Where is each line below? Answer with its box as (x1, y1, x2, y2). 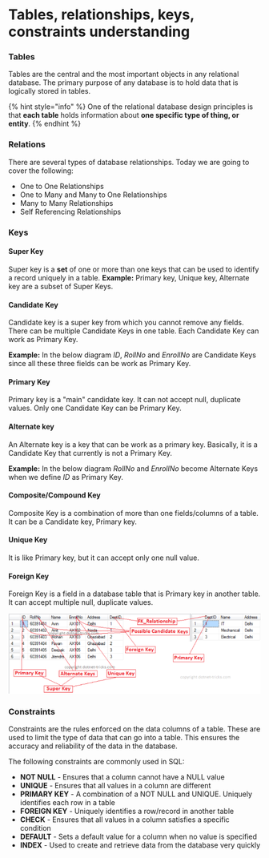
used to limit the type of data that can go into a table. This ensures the (8, 733, 240, 743)
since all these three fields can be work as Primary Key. (8, 359, 191, 369)
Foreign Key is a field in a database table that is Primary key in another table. (8, 589, 261, 598)
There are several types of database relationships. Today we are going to (8, 157, 250, 167)
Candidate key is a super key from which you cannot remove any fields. (8, 318, 244, 328)
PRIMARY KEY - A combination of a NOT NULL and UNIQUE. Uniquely (19, 789, 253, 799)
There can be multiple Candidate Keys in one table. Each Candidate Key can (8, 326, 259, 336)
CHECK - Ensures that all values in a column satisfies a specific (19, 815, 230, 824)
